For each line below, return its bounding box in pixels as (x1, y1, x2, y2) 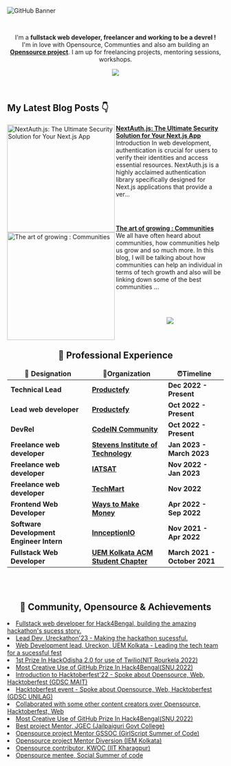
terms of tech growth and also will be (115, 268, 221, 276)
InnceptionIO (91, 527, 135, 537)
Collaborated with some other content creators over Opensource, (16, 700, 201, 708)
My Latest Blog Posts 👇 (7, 102, 109, 114)
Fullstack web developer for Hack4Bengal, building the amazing (16, 619, 197, 627)
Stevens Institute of (91, 440, 158, 450)
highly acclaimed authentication (115, 168, 206, 176)
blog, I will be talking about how (115, 253, 206, 261)
